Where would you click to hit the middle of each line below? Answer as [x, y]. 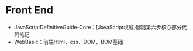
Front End [30, 10]
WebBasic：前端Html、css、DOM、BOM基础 [68, 42]
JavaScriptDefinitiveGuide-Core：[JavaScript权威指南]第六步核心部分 [98, 27]
